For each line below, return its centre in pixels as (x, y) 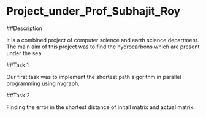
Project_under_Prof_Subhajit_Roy (93, 11)
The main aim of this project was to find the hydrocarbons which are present (103, 47)
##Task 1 (18, 65)
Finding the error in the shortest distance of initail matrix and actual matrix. (101, 107)
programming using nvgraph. (43, 83)
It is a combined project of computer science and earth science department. (103, 40)
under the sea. (25, 53)
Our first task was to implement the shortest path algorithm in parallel (94, 77)
